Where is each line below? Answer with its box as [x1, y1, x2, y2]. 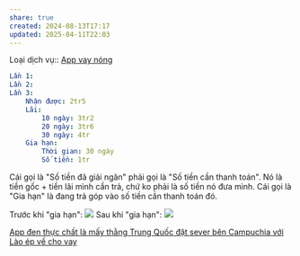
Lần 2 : [9, 80, 34, 90]
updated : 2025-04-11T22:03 [9, 30, 110, 39]
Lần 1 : [9, 72, 34, 81]
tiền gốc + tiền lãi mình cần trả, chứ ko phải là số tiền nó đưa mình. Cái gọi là [9, 181, 292, 191]
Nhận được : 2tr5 [25, 97, 87, 106]
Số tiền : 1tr [41, 155, 91, 164]
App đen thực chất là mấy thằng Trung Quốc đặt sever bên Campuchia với [9, 226, 285, 237]
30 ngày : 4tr [41, 130, 91, 139]
